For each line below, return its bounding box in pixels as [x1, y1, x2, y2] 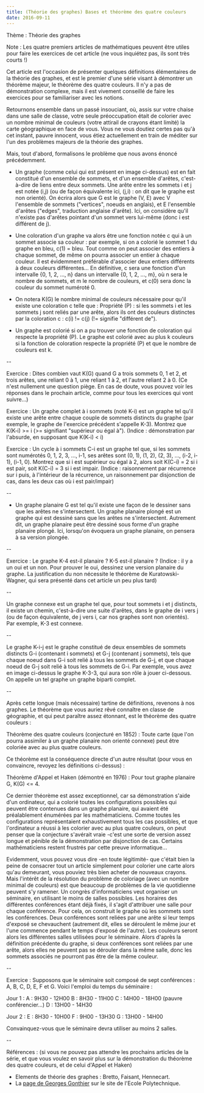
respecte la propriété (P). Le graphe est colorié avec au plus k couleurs [15, 333, 194, 340]
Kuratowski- [149, 570, 180, 577]
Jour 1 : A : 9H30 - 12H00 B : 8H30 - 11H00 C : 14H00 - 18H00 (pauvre [6, 994, 183, 1002]
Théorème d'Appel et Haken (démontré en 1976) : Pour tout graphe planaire [6, 774, 195, 781]
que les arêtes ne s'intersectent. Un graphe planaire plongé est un [15, 507, 181, 515]
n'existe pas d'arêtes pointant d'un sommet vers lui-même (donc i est [15, 213, 190, 221]
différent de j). [15, 220, 51, 227]
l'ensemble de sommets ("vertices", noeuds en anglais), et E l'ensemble [15, 201, 196, 208]
